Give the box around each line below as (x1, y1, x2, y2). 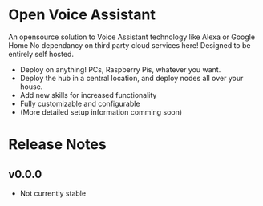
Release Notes (8, 135, 107, 154)
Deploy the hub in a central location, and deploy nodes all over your (19, 73, 244, 83)
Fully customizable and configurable (19, 99, 140, 108)
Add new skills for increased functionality (19, 90, 157, 99)
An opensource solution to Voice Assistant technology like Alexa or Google (8, 32, 255, 42)
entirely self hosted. (8, 49, 75, 59)
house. (19, 82, 43, 91)
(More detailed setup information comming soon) (19, 107, 183, 117)
